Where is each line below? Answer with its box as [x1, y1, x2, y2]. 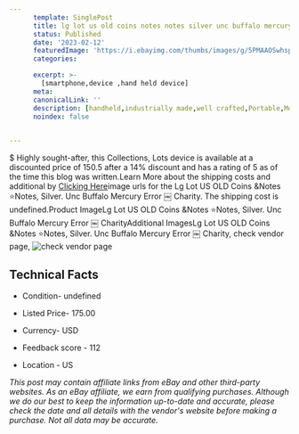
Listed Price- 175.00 [21, 307, 96, 318]
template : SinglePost [32, 12, 114, 22]
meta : [32, 86, 53, 96]
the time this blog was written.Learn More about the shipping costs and [9, 171, 271, 183]
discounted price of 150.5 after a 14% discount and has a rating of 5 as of [9, 162, 279, 173]
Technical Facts [9, 266, 100, 282]
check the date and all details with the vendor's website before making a [9, 405, 278, 415]
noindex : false [32, 112, 90, 121]
